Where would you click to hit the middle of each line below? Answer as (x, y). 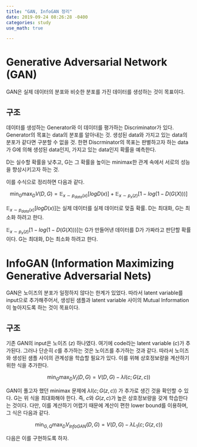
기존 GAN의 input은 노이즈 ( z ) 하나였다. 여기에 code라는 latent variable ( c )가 (95, 343)
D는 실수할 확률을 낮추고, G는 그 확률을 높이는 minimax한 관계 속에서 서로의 (93, 162)
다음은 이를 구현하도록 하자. (38, 438)
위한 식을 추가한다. (27, 365)
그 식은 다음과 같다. (28, 412)
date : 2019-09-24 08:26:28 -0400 (47, 17)
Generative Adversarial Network (87, 62)
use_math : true (25, 28)
